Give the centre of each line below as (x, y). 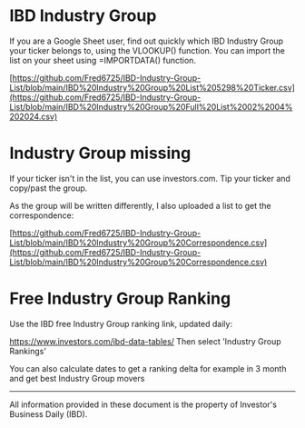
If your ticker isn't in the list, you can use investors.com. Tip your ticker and (150, 178)
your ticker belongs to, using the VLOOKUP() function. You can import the (148, 50)
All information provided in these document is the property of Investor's (143, 404)
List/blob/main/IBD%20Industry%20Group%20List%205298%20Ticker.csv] (152, 87)
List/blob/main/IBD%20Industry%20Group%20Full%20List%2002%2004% (151, 106)
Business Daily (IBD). (49, 413)
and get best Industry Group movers (77, 378)
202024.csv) (34, 116)
